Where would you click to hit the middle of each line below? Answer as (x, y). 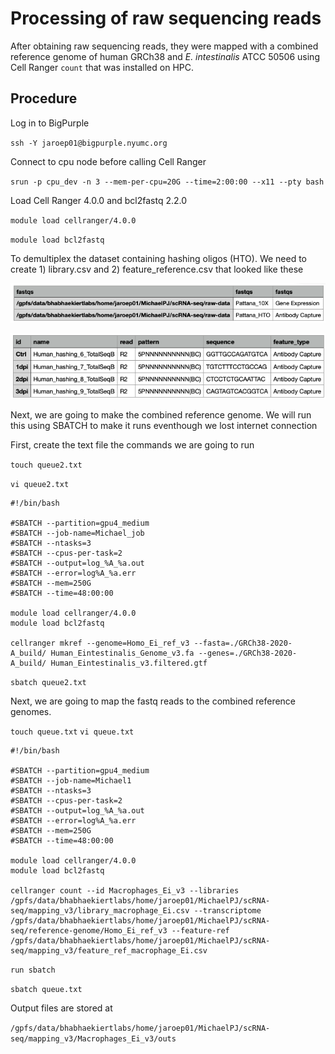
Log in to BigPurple (50, 123)
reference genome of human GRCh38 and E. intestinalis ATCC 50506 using (165, 56)
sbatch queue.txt (46, 989)
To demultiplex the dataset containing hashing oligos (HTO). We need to (159, 258)
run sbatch (33, 970)
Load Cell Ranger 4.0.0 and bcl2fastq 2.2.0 (99, 200)
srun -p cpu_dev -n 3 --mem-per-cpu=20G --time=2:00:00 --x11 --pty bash (167, 182)
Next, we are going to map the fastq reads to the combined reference (153, 701)
